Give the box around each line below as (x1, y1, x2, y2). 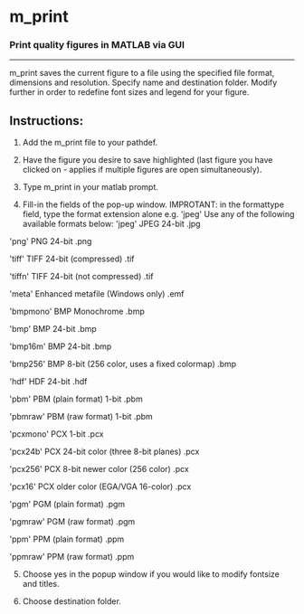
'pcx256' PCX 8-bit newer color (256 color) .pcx (9, 464, 190, 475)
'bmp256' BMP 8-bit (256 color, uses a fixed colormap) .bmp (9, 359, 237, 370)
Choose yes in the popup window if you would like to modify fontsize (22, 569, 280, 580)
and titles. (22, 579, 60, 590)
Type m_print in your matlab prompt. (22, 182, 158, 193)
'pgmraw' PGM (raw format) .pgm (9, 516, 136, 527)
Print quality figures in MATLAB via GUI (9, 39, 185, 52)
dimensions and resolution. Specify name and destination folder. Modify (9, 77, 278, 88)
